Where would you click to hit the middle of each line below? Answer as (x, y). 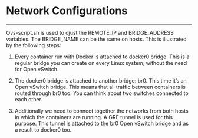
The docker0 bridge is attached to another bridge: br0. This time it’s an (100, 80)
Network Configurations (67, 11)
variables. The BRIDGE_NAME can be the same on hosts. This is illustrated (96, 39)
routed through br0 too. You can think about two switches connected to (101, 93)
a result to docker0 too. (43, 129)
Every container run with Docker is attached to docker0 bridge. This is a (102, 57)
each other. (29, 99)
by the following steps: (34, 45)
